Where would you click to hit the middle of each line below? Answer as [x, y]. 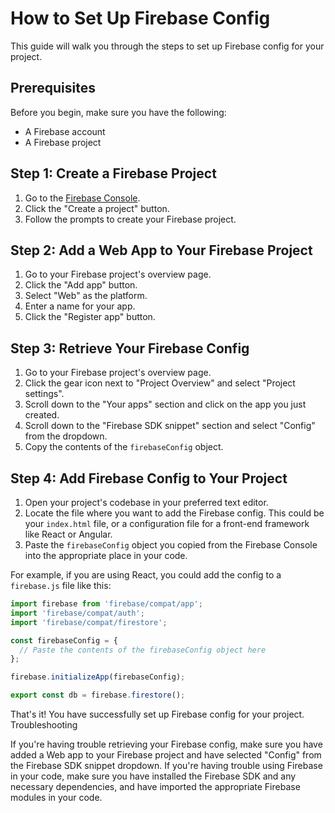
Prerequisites [53, 88]
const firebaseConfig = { [64, 640]
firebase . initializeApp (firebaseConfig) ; [98, 677]
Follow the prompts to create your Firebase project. [130, 219]
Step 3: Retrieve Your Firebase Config [130, 348]
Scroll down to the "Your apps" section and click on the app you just [165, 404]
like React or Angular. [68, 534]
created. [42, 415]
